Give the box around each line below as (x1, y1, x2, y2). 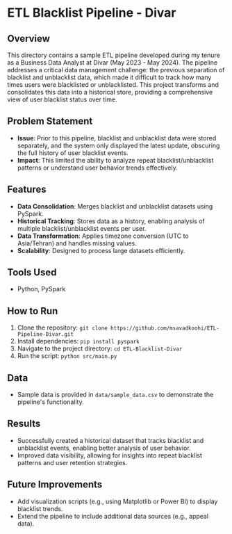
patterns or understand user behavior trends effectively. (17, 163, 179, 172)
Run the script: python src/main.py (17, 352, 117, 360)
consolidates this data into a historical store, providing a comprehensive (7, 88, 213, 96)
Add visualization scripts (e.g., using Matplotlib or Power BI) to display (17, 497, 218, 505)
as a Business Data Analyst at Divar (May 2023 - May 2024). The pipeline (7, 58, 217, 67)
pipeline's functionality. (17, 398, 85, 406)
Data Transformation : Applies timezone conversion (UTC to (17, 232, 189, 240)
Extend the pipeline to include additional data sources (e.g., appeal (17, 512, 209, 520)
